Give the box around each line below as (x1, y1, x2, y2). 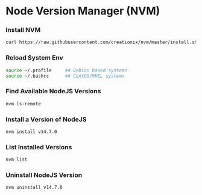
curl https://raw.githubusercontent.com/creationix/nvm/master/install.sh (5, 39, 198, 46)
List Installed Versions (5, 143, 72, 151)
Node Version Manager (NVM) (5, 4, 160, 18)
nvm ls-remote (5, 101, 42, 107)
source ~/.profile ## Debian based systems (5, 67, 128, 73)
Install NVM (5, 26, 41, 34)
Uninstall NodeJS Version (5, 170, 83, 179)
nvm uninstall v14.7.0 (5, 185, 63, 191)
